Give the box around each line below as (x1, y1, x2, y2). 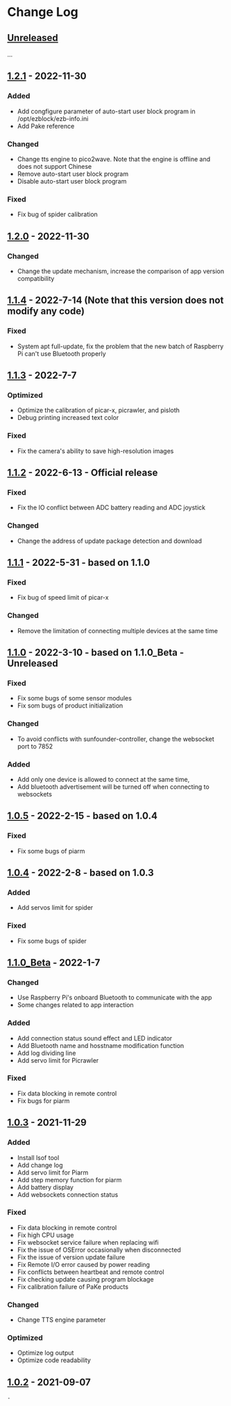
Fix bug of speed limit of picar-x (17, 594, 109, 602)
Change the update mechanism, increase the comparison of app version (17, 267, 225, 275)
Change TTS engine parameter (17, 1316, 106, 1324)
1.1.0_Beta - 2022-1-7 (7, 956, 101, 968)
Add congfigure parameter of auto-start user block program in (17, 107, 196, 115)
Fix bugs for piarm (17, 1096, 70, 1105)
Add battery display (17, 1183, 74, 1191)
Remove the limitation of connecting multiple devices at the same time (17, 626, 219, 635)
